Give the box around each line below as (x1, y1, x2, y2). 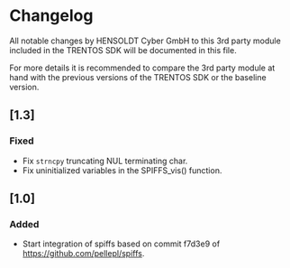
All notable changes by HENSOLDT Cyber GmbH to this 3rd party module (9, 35, 281, 46)
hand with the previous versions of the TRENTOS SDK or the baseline (9, 71, 267, 82)
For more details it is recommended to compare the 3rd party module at (9, 62, 276, 73)
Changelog (9, 5, 94, 26)
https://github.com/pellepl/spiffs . (22, 248, 145, 259)
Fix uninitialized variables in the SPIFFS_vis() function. (22, 164, 222, 176)
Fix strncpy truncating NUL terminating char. (22, 155, 188, 166)
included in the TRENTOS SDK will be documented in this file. (9, 44, 237, 55)
